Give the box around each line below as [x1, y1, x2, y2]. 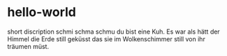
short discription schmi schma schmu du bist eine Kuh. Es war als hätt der [7, 27, 220, 36]
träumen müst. [7, 42, 50, 50]
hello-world [7, 4, 77, 20]
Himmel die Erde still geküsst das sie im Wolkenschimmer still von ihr [7, 34, 206, 43]
